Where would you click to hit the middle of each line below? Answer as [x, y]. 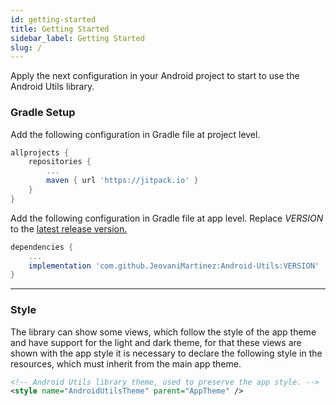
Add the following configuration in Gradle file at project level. [135, 134]
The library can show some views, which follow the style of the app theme [163, 332]
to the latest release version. [69, 228]
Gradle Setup [43, 113]
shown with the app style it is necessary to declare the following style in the [166, 353]
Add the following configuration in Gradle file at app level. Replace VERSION [167, 218]
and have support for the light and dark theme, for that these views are [156, 342]
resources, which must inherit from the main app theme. [126, 363]
